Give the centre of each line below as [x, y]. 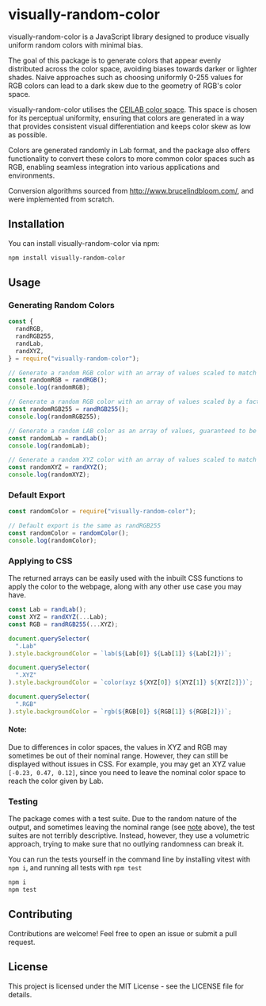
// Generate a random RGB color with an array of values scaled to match [133, 373]
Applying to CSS [40, 561]
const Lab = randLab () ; [47, 610]
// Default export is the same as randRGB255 [84, 526]
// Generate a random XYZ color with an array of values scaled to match [133, 460]
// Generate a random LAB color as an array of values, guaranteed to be [133, 431]
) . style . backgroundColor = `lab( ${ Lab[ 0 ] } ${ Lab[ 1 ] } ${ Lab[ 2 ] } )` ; [120, 653]
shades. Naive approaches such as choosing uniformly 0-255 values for [126, 77]
